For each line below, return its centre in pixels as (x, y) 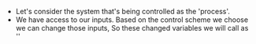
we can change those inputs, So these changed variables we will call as (132, 28)
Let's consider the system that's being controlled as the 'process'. (123, 11)
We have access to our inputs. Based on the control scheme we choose (132, 20)
